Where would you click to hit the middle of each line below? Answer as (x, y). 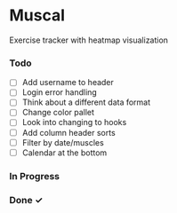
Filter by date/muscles (63, 142)
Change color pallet (58, 113)
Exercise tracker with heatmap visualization (89, 40)
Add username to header (68, 83)
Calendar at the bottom (64, 153)
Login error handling (60, 92)
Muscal (37, 16)
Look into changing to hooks (74, 122)
